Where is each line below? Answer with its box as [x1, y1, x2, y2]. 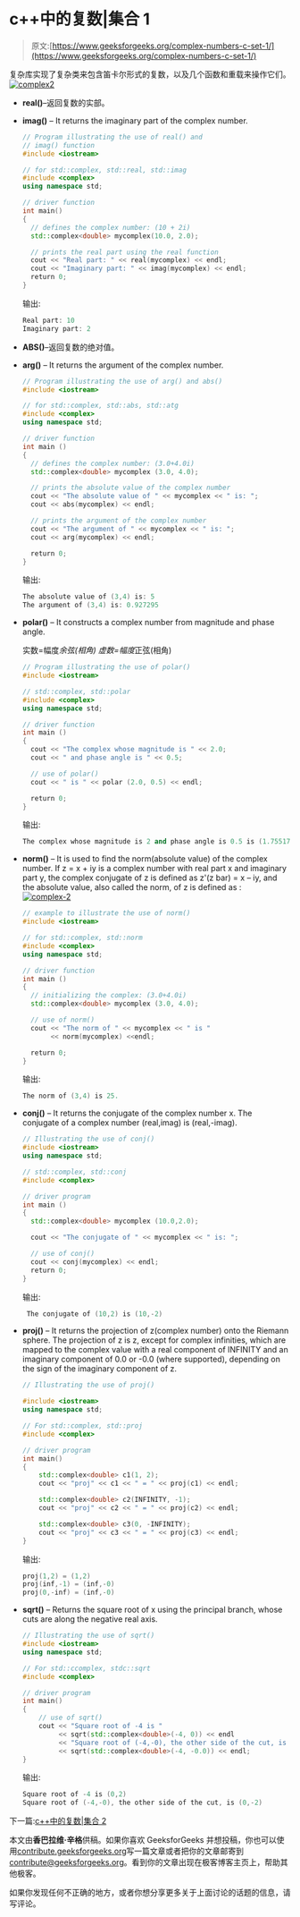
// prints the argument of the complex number [30, 516, 207, 525]
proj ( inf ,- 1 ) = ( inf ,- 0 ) [21, 1580, 115, 1589]
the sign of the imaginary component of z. [21, 1363, 177, 1374]
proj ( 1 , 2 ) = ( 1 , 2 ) [21, 1572, 91, 1581]
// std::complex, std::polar [21, 687, 131, 696]
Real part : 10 [21, 316, 75, 325]
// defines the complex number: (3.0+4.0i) [30, 459, 195, 468]
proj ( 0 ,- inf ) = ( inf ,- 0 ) [21, 1588, 115, 1598]
